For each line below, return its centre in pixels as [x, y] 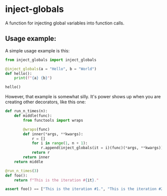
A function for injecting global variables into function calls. [65, 23]
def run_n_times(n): [27, 111]
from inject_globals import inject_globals [51, 60]
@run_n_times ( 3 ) [22, 171]
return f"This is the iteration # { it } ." [56, 180]
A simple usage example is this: [37, 50]
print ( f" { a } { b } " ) [33, 78]
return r [41, 153]
